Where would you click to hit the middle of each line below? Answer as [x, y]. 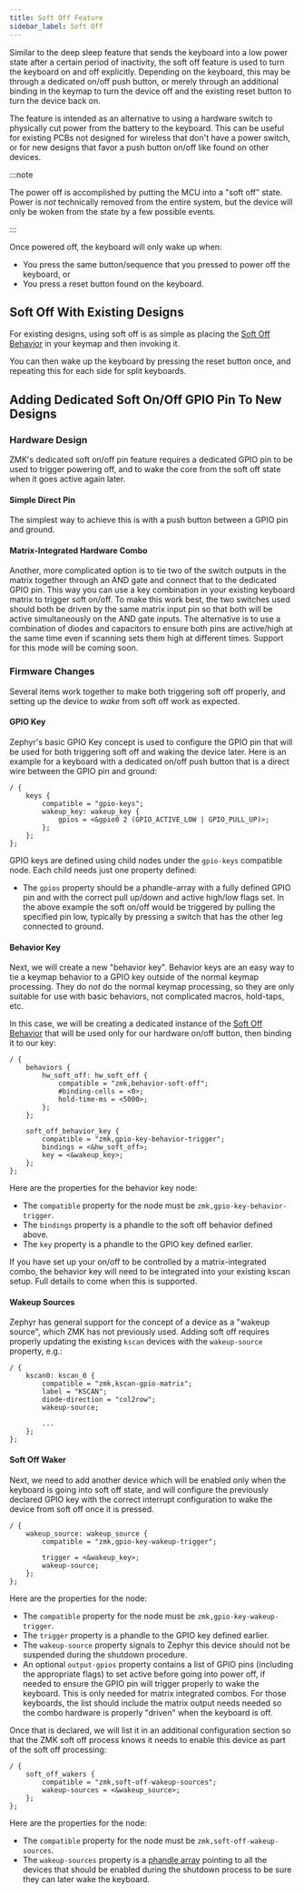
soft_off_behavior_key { [73, 1132]
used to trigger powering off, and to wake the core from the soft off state [145, 469]
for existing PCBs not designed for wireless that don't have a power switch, [150, 137]
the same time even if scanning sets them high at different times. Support [147, 639]
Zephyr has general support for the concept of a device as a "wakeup [140, 1322]
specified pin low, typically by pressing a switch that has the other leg [152, 916]
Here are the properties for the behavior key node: [103, 1188]
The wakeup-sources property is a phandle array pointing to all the [145, 1859]
